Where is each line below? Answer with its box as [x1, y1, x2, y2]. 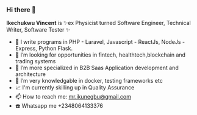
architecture [15, 71, 46, 78]
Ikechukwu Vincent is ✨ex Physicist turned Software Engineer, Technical [6, 19, 191, 27]
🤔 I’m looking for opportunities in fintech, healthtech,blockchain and [15, 51, 186, 58]
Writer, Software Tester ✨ [6, 26, 71, 33]
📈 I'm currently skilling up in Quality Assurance [15, 84, 135, 91]
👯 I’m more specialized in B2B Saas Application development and [15, 64, 179, 72]
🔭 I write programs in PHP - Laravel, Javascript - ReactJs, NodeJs [15, 38, 181, 46]
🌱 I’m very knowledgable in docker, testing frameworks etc [15, 77, 163, 85]
